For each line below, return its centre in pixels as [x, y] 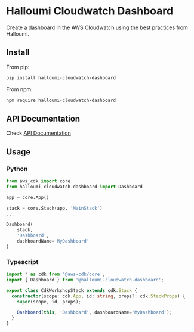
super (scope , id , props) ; [49, 302]
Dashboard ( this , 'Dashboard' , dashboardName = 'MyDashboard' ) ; [94, 312]
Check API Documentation [39, 133]
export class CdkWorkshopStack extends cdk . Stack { [72, 290]
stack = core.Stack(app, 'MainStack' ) [54, 208]
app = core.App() [28, 197]
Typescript [22, 262]
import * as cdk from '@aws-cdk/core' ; [56, 274]
